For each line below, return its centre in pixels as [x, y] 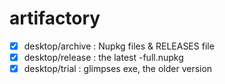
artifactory [55, 18]
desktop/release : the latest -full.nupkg [103, 57]
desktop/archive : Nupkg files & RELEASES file [119, 46]
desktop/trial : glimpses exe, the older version [118, 69]
